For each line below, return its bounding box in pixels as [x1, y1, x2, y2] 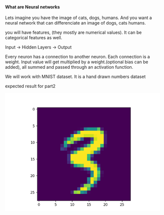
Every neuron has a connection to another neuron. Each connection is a [5, 54, 150, 60]
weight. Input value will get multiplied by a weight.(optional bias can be [5, 59, 148, 65]
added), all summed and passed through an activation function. [5, 64, 134, 70]
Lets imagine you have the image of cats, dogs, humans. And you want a [5, 15, 152, 21]
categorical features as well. [5, 35, 62, 41]
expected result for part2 [5, 83, 55, 89]
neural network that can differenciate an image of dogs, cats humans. [5, 20, 146, 26]
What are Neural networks [5, 4, 60, 10]
